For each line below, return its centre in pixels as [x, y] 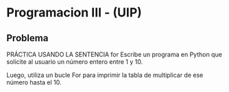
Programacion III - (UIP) [74, 13]
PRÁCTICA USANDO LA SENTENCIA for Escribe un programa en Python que [114, 54]
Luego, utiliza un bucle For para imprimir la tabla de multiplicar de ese [105, 75]
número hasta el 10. [34, 82]
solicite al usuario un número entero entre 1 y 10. [75, 62]
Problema [27, 38]
